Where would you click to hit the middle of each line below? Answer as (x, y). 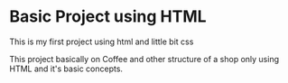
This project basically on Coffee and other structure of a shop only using (144, 59)
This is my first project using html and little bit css (102, 41)
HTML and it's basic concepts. (66, 69)
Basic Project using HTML (108, 17)
